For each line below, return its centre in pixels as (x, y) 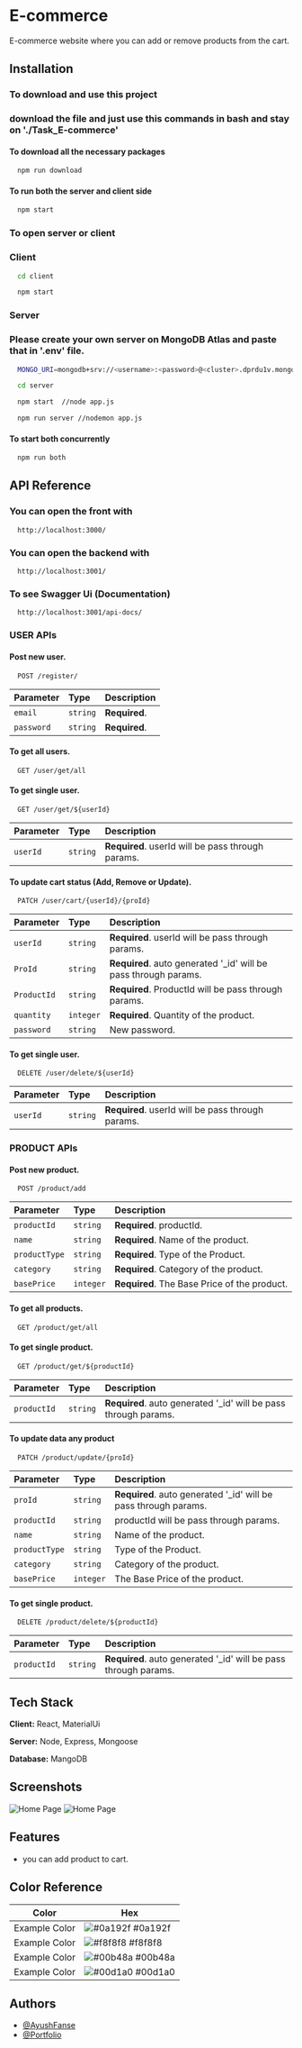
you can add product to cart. (75, 1859)
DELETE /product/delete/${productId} (88, 1623)
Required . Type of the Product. (180, 1255)
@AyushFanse (49, 2025)
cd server (36, 386)
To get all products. (46, 1308)
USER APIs (33, 635)
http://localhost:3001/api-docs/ (80, 613)
